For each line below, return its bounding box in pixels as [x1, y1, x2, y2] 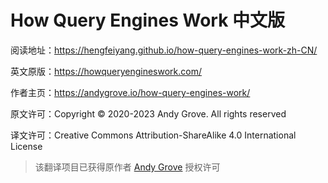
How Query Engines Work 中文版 [10, 9, 286, 32]
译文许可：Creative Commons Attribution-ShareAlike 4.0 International [10, 129, 297, 141]
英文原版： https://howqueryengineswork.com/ [10, 65, 202, 77]
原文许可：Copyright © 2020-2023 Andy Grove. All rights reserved [10, 107, 287, 120]
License [10, 140, 43, 152]
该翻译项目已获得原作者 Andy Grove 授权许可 [34, 161, 221, 173]
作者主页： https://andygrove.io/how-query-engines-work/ [10, 86, 251, 98]
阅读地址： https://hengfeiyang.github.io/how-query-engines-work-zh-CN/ [10, 44, 318, 56]
